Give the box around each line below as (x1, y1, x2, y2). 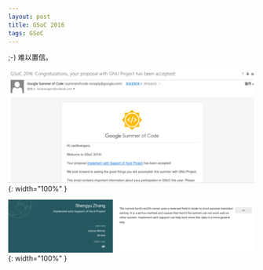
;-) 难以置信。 (8, 53, 53, 62)
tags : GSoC (8, 29, 44, 37)
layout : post (8, 13, 51, 20)
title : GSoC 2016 (8, 20, 65, 29)
